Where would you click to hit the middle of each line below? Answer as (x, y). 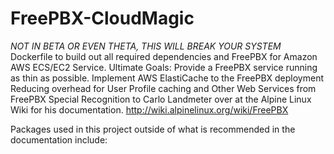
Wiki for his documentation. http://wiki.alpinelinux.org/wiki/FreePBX (149, 109)
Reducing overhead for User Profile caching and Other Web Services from (163, 88)
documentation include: (59, 139)
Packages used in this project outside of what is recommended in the (153, 129)
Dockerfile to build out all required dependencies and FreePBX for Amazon (164, 56)
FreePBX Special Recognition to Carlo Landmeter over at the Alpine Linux (161, 99)
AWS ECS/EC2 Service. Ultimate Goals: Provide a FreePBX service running (164, 67)
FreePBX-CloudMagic (102, 18)
